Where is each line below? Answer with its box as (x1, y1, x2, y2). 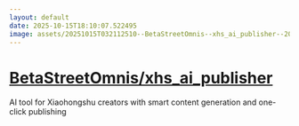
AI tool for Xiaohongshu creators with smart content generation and (9, 97, 257, 107)
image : (9, 29, 34, 38)
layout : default (9, 12, 69, 22)
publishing (28, 106, 67, 117)
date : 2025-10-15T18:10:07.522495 (9, 21, 138, 30)
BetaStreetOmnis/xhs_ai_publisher (9, 67, 273, 88)
